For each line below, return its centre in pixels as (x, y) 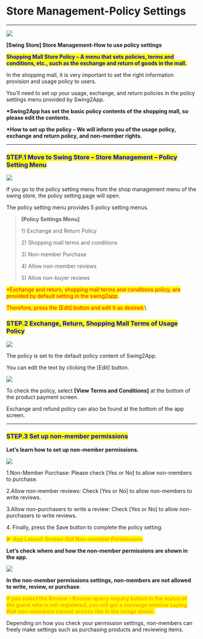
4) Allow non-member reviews (59, 266)
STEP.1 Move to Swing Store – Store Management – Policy (92, 157)
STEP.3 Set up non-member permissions (67, 436)
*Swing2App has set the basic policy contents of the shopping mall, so (97, 111)
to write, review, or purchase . (44, 586)
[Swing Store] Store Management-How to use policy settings (84, 45)
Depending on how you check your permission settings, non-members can (99, 623)
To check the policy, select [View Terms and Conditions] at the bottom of (98, 390)
